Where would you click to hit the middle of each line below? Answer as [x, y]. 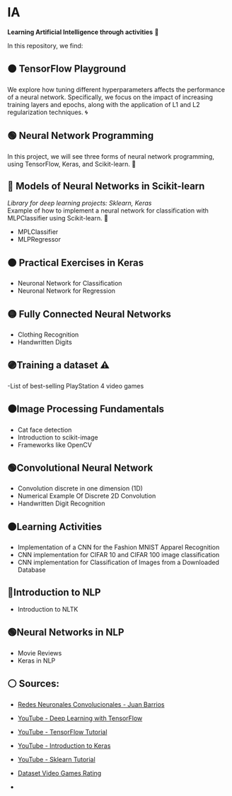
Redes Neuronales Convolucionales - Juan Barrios [91, 704]
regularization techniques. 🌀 [48, 112]
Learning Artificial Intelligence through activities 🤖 [83, 32]
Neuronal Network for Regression [66, 291]
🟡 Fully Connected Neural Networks [89, 314]
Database [31, 570]
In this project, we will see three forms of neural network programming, [111, 156]
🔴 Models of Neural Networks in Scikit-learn [106, 186]
